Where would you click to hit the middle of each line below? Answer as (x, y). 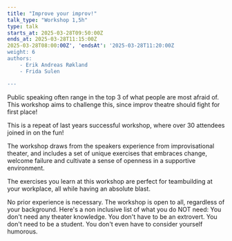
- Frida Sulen (40, 71)
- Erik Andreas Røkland (54, 65)
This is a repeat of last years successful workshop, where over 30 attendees (116, 125)
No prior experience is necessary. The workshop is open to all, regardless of (116, 202)
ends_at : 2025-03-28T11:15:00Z (52, 39)
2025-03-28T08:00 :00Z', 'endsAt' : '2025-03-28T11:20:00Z (91, 46)
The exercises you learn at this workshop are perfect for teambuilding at (110, 181)
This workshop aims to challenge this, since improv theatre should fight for (114, 104)
